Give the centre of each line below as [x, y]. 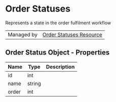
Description [60, 67]
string [34, 83]
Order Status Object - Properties [57, 53]
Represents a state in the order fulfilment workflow [58, 23]
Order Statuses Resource [72, 34]
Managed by [23, 34]
